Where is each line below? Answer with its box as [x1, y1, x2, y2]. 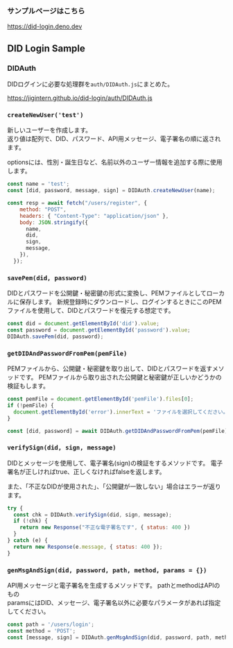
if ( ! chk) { [13, 518, 49, 525]
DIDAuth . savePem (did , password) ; [7, 333, 104, 340]
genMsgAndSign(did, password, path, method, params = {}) [7, 566, 207, 574]
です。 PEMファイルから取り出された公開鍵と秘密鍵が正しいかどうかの [19, 373, 222, 381]
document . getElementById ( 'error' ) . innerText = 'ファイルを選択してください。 [13, 408, 229, 416]
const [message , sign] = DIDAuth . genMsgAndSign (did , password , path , [7, 633, 213, 641]
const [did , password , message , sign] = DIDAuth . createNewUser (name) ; [7, 187, 216, 194]
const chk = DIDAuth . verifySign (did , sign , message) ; [13, 511, 172, 518]
